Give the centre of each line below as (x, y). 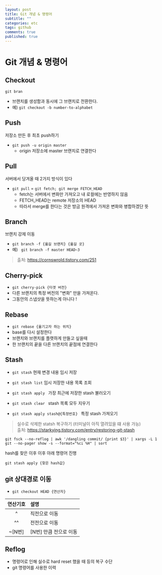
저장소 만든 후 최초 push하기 (32, 135)
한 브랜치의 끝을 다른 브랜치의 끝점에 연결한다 (55, 344)
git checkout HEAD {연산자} (39, 491)
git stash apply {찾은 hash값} (35, 463)
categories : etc (21, 23)
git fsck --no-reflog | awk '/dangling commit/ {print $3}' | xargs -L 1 (81, 439)
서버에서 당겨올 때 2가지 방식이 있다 (39, 178)
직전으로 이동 (44, 513)
